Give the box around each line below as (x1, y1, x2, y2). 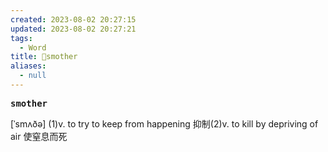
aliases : (10, 61, 47, 71)
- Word (19, 42, 47, 53)
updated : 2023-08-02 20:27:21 (10, 24, 137, 34)
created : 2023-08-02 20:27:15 (10, 14, 137, 25)
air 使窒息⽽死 (10, 130, 68, 142)
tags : (10, 33, 33, 43)
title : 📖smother (10, 52, 78, 62)
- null (19, 71, 47, 81)
